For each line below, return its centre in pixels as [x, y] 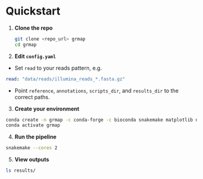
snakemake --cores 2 [32, 148]
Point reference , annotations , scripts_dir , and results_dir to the [97, 90]
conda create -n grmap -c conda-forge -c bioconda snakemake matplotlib [99, 120]
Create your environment [47, 109]
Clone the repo [33, 28]
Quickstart [33, 11]
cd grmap [25, 44]
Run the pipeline [35, 137]
